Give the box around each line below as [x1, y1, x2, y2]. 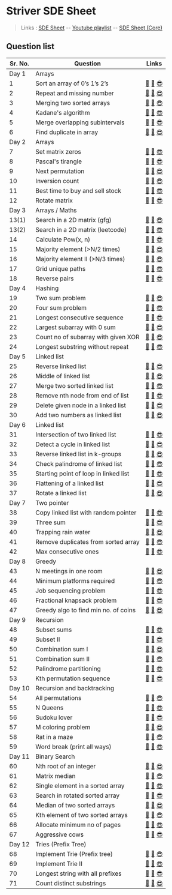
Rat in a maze [35, 732, 73, 741]
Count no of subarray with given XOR [35, 333, 140, 341]
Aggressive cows [35, 830, 84, 839]
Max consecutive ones [35, 547, 99, 556]
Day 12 [9, 840, 30, 848]
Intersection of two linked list [35, 430, 116, 439]
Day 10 [9, 684, 30, 692]
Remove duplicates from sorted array [35, 537, 140, 546]
